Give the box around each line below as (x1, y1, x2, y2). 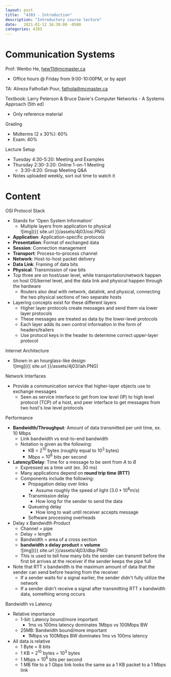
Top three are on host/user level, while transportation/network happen (12, 272, 161, 278)
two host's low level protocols (20, 405, 83, 411)
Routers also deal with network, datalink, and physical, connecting (20, 289, 160, 294)
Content (5, 191, 41, 202)
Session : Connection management (12, 245, 87, 251)
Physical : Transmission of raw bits (12, 267, 86, 273)
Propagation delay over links (28, 481, 89, 487)
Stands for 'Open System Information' (12, 218, 93, 223)
